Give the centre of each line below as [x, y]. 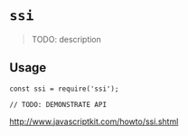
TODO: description [66, 39]
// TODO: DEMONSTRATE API [58, 104]
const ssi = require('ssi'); [64, 89]
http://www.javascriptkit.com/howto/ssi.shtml [94, 121]
